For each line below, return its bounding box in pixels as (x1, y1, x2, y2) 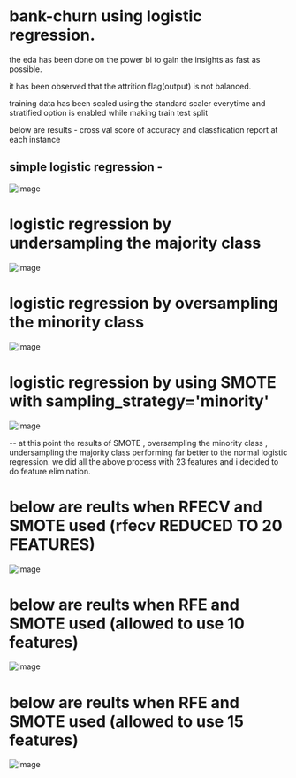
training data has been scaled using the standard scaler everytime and (9, 97, 266, 108)
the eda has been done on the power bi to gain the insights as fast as (9, 54, 261, 65)
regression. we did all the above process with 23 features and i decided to (9, 456, 279, 466)
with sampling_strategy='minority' (9, 391, 269, 411)
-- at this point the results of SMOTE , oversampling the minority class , (9, 437, 268, 448)
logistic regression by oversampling (9, 293, 278, 313)
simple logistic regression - (9, 159, 163, 174)
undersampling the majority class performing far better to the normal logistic (9, 447, 288, 458)
